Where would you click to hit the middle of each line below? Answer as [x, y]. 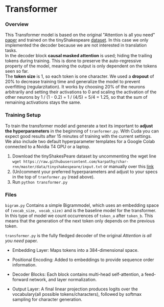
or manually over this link [129, 166]
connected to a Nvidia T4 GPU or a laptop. [48, 146]
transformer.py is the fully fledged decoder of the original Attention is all [78, 236]
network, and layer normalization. [63, 280]
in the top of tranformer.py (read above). [53, 176]
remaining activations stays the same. [43, 102]
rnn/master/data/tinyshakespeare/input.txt [57, 167]
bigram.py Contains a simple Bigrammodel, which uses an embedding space [82, 205]
